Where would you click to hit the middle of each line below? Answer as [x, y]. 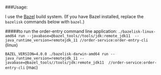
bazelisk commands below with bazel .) [45, 22]
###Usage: [16, 7]
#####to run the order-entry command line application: [61, 31]
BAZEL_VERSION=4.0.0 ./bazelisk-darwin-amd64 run [57, 54]
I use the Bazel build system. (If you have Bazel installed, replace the [74, 16]
